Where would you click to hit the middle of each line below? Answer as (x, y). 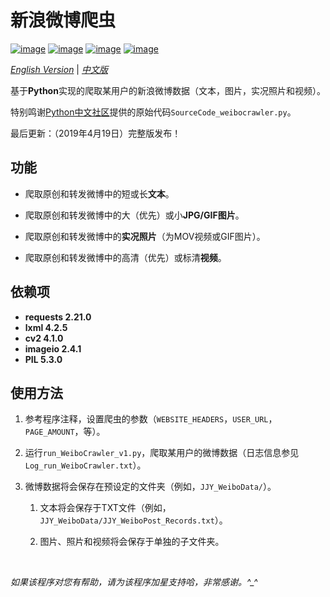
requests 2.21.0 (58, 317)
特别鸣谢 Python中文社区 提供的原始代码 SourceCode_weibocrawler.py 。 (153, 112)
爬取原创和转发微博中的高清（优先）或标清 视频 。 (125, 257)
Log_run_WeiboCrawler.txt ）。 (85, 465)
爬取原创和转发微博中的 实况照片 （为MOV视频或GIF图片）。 (145, 236)
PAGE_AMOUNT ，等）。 (65, 432)
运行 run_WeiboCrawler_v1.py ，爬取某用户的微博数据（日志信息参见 (162, 453)
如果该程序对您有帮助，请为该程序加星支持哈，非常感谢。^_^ (134, 582)
